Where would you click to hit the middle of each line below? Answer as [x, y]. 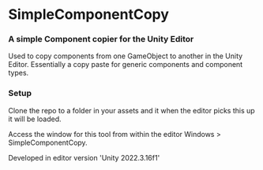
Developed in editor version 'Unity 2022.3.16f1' [84, 157]
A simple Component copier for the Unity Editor [101, 39]
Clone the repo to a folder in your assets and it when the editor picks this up [131, 110]
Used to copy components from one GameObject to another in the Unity [126, 56]
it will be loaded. [35, 119]
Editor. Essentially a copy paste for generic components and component [126, 65]
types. [19, 73]
